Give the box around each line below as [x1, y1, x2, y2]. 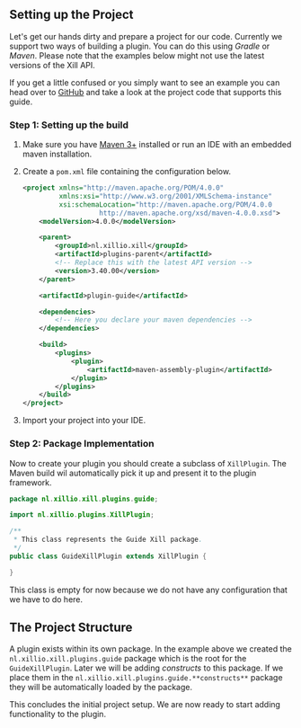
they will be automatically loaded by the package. [9, 682, 193, 693]
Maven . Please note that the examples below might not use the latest [9, 49, 265, 61]
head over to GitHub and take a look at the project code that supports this [9, 86, 282, 97]
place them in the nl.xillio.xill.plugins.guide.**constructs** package [9, 672, 283, 683]
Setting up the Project [9, 7, 134, 22]
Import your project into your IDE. [22, 415, 146, 426]
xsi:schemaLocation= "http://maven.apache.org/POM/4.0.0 [58, 200, 272, 209]
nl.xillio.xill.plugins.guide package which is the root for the [9, 653, 247, 664]
